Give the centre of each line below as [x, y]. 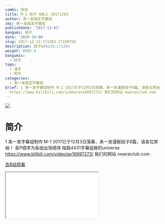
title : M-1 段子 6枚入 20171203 [37, 14]
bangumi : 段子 [19, 32]
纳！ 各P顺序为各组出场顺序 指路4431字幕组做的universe [62, 148]
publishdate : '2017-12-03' [33, 28]
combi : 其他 [16, 10]
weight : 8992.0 [21, 51]
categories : [17, 78]
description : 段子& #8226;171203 [37, 46]
